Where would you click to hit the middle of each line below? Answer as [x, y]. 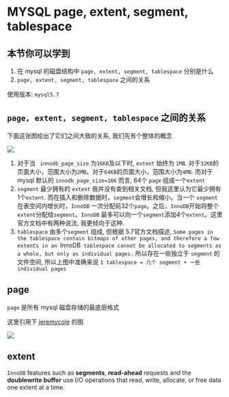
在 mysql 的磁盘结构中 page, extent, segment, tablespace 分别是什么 [115, 71]
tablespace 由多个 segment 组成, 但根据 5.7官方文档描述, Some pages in [115, 231]
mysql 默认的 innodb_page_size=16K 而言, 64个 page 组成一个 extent [111, 180]
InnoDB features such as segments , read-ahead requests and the [99, 373]
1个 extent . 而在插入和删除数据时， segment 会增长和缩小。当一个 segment [117, 197]
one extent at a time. [36, 387]
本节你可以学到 [39, 53]
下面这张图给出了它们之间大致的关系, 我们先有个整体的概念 [90, 136]
